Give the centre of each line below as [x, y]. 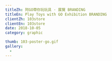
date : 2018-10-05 [23, 28]
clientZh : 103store [25, 19]
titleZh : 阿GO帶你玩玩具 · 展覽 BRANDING [45, 10]
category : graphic [24, 33]
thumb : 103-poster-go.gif [32, 42]
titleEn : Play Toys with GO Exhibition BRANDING [56, 14]
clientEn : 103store [25, 24]
